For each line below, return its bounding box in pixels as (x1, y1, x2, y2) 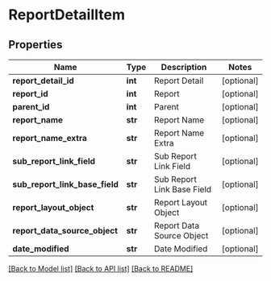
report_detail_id (12, 75, 74, 86)
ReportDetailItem (8, 6, 126, 24)
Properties (8, 38, 63, 52)
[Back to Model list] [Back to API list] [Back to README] (8, 264, 194, 273)
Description (161, 62, 207, 72)
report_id (12, 89, 48, 99)
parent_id (12, 101, 50, 112)
